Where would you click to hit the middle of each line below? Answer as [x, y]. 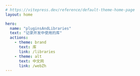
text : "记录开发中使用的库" [36, 33]
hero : [11, 24]
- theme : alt [28, 56]
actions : [19, 38]
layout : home [19, 15]
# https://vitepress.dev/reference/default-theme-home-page [70, 10]
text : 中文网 [31, 61]
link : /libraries [37, 52]
